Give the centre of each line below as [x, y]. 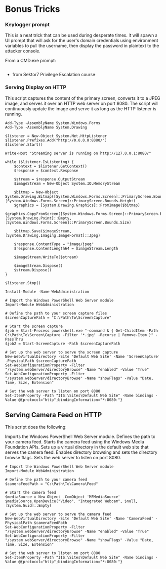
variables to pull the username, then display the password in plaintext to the [82, 46]
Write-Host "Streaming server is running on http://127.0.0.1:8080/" [78, 153]
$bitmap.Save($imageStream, [43, 231]
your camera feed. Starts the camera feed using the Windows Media [75, 441]
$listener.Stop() [23, 283]
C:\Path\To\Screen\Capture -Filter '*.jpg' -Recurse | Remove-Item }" [79, 335]
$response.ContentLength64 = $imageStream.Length [66, 248]
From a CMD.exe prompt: [31, 61]
